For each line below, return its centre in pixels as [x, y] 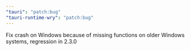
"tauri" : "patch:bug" [33, 12]
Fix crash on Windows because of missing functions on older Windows [95, 35]
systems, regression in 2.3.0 [41, 41]
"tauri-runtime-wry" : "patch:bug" [50, 18]
